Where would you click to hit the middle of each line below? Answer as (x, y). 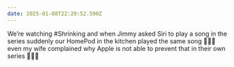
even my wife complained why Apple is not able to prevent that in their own (116, 48)
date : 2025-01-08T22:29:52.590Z (55, 14)
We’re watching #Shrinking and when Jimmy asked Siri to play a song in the (117, 33)
